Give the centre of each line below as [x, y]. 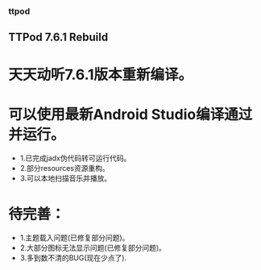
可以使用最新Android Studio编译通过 [130, 114]
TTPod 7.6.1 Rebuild [58, 37]
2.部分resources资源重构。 [65, 168]
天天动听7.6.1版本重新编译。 [101, 75]
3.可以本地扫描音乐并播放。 [66, 178]
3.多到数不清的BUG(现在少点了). [73, 258]
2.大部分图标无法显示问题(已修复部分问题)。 [93, 248]
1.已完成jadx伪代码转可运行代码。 [75, 158]
